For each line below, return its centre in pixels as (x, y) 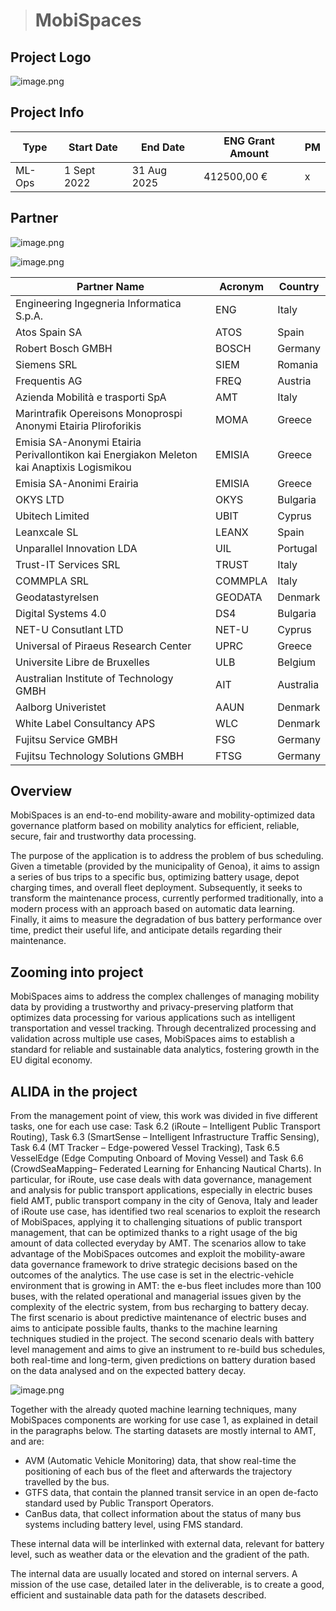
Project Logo (51, 57)
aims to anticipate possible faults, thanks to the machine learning (144, 1328)
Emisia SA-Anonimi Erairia (77, 483)
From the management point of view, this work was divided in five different (164, 1116)
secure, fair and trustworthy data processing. (103, 836)
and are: (27, 1441)
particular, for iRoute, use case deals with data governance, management (161, 1180)
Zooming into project (77, 972)
